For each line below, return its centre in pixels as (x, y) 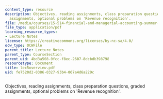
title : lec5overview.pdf (30, 68)
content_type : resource (29, 9)
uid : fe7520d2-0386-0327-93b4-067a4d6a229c (50, 72)
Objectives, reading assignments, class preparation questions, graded (75, 86)
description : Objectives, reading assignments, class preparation (73, 14)
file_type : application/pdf (33, 28)
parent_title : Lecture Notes (34, 50)
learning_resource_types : (31, 32)
